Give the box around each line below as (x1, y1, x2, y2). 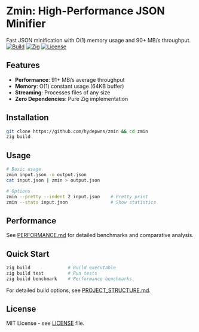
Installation (6, 112, 49, 123)
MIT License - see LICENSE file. (6, 319, 85, 327)
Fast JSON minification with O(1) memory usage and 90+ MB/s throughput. (6, 36, 191, 44)
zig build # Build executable (6, 265, 117, 270)
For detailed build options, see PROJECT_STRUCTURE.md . (6, 287, 151, 294)
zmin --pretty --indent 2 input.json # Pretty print (6, 193, 148, 199)
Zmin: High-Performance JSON (6, 4, 166, 18)
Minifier (6, 17, 46, 30)
